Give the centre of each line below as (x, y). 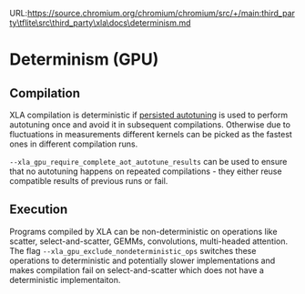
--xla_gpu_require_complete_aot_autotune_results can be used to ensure (148, 162)
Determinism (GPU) (84, 60)
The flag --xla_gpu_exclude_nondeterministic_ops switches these (133, 250)
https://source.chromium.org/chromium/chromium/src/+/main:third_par (161, 13)
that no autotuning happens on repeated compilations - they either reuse (146, 171)
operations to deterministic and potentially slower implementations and (142, 260)
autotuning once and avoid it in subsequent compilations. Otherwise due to (150, 125)
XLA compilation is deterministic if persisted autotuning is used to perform (149, 115)
